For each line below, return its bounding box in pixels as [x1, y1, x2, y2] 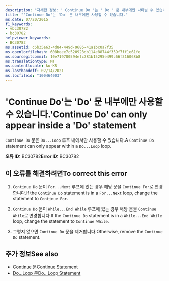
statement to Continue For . [12, 195, 69, 201]
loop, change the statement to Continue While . [12, 218, 109, 224]
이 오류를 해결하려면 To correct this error [5, 169, 127, 178]
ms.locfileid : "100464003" [5, 73, 62, 78]
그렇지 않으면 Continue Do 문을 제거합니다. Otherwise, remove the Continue [12, 228, 163, 234]
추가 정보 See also [5, 250, 59, 258]
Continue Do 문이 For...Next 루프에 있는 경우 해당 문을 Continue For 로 [12, 183, 154, 189]
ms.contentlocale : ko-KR [5, 63, 57, 68]
